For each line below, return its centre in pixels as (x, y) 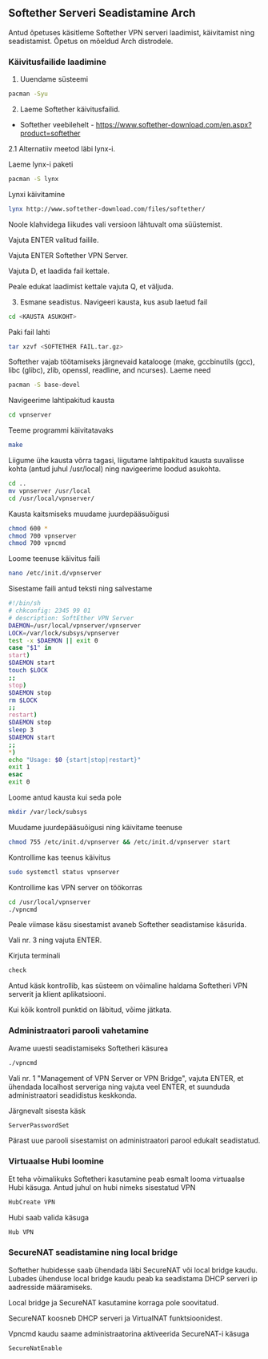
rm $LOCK (23, 700)
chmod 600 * (28, 528)
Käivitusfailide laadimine (57, 62)
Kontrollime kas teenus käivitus (60, 857)
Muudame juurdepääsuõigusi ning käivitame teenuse (95, 827)
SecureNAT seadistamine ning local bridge (93, 1252)
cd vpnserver (30, 415)
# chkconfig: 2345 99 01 (50, 611)
